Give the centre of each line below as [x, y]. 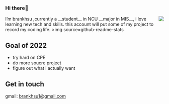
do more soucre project [37, 63]
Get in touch [25, 84]
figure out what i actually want [44, 68]
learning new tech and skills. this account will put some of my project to [79, 24]
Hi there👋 [17, 8]
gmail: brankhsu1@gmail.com [36, 96]
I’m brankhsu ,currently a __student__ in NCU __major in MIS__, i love [76, 19]
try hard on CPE [29, 58]
